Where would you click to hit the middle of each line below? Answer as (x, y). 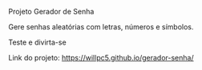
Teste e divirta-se (37, 42)
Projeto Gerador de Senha (51, 12)
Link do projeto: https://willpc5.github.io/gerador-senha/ (101, 58)
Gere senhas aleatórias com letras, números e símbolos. (101, 27)
